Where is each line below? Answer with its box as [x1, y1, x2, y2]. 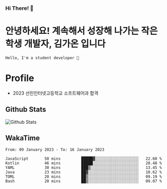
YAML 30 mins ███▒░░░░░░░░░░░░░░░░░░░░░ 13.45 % [5, 165, 162, 171]
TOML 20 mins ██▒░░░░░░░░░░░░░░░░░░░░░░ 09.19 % [5, 174, 162, 179]
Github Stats [5, 105, 46, 114]
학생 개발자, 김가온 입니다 [5, 38, 106, 50]
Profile [5, 72, 34, 84]
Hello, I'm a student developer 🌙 [5, 55, 80, 61]
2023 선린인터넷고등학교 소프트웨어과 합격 [12, 90, 99, 96]
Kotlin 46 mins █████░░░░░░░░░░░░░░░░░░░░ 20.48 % [5, 161, 162, 166]
